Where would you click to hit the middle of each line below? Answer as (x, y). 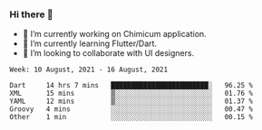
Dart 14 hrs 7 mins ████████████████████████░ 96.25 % (131, 86)
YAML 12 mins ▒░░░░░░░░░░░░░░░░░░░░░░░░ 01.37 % (131, 102)
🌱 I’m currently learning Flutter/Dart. (89, 43)
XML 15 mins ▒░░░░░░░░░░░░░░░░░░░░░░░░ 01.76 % (131, 94)
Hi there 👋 (32, 14)
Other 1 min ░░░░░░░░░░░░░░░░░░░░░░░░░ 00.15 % (131, 117)
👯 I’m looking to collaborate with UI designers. (108, 53)
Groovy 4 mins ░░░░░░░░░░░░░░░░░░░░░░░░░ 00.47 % (131, 109)
